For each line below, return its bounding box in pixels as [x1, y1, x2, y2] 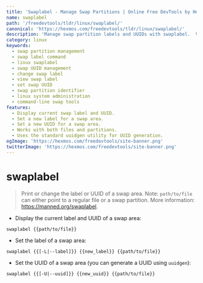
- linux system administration [11, 93, 91, 99]
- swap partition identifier [11, 88, 85, 94]
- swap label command [11, 54, 66, 60]
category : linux [6, 37, 47, 43]
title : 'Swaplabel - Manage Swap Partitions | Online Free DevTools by [6, 8, 190, 15]
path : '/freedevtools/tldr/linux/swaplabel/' [6, 20, 123, 26]
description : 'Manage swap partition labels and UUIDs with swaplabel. [6, 31, 190, 37]
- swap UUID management [11, 65, 71, 71]
